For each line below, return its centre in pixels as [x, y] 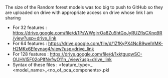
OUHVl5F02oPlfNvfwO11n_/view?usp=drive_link [62, 59]
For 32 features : [30, 27]
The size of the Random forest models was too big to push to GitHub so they [84, 7]
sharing [13, 18]
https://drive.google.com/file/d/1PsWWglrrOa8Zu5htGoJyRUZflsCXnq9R [87, 33]
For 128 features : [31, 54]
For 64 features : [30, 43]
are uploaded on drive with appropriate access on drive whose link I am [79, 12]
